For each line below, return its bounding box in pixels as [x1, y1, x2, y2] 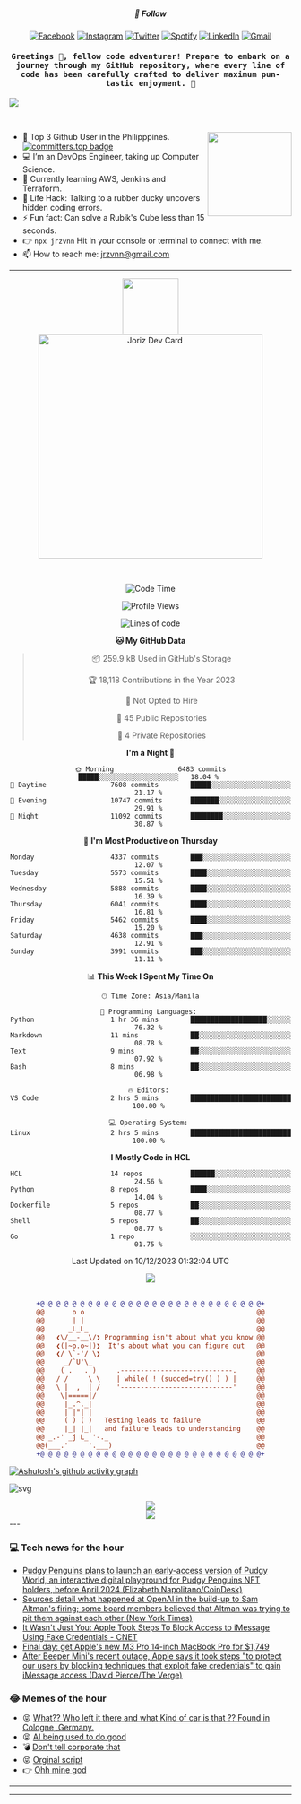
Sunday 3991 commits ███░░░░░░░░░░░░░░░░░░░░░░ [10, 947, 291, 956]
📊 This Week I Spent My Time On [87, 971, 214, 982]
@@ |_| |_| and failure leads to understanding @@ [35, 1425, 266, 1434]
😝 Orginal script [21, 1755, 83, 1765]
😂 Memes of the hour [9, 1692, 107, 1704]
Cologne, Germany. [21, 1722, 94, 1733]
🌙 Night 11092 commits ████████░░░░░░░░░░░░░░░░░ [10, 812, 291, 821]
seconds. [21, 225, 57, 236]
